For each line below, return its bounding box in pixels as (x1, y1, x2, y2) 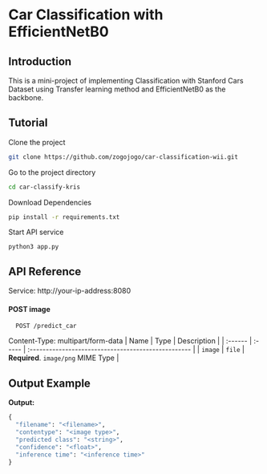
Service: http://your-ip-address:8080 (8, 286, 131, 296)
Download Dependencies (8, 197, 92, 207)
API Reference (8, 265, 82, 278)
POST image (8, 304, 51, 314)
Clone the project (8, 137, 66, 147)
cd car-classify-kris (8, 183, 81, 191)
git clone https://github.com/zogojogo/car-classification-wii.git (8, 152, 239, 161)
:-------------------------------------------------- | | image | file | (27, 345, 245, 354)
